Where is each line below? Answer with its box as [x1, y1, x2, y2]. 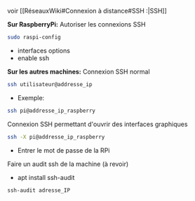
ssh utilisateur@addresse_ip [7, 81, 93, 88]
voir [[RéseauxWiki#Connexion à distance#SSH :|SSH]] [7, 7, 167, 15]
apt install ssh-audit [17, 173, 75, 181]
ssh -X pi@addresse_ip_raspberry [7, 133, 105, 140]
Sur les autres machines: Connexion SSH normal [7, 67, 150, 76]
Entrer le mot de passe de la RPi [17, 146, 110, 154]
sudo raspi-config [7, 34, 61, 41]
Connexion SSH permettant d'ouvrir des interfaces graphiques [7, 120, 188, 128]
